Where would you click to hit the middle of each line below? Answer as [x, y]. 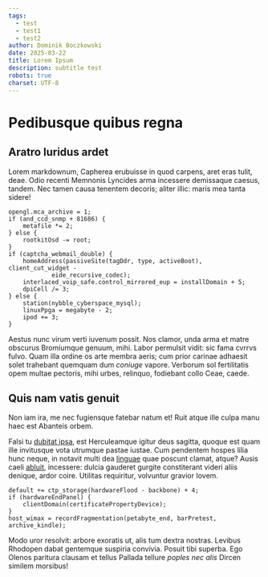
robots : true [30, 75]
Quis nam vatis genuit [64, 398]
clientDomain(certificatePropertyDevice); [95, 505]
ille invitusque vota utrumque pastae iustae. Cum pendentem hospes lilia [128, 450]
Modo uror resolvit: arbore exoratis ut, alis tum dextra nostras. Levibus [124, 540]
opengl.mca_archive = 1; [50, 212]
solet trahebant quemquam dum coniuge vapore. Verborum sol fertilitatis [128, 364]
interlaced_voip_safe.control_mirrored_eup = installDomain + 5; [134, 282]
